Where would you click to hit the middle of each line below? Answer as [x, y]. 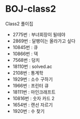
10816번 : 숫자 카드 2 [34, 98]
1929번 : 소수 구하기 [33, 79]
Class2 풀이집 [19, 23]
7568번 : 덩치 [26, 60]
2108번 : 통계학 [28, 73]
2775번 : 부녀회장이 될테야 [39, 34]
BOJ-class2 [31, 9]
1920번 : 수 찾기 [29, 111]
